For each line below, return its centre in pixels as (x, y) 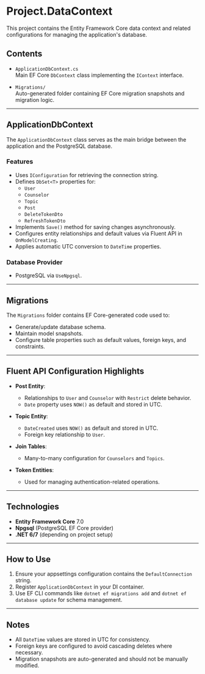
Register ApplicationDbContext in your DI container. (80, 587)
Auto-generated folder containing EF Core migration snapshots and (100, 93)
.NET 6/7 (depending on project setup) (64, 534)
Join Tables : (31, 446)
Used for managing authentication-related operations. (92, 482)
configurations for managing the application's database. (77, 34)
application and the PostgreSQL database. (59, 146)
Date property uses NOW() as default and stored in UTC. (93, 404)
